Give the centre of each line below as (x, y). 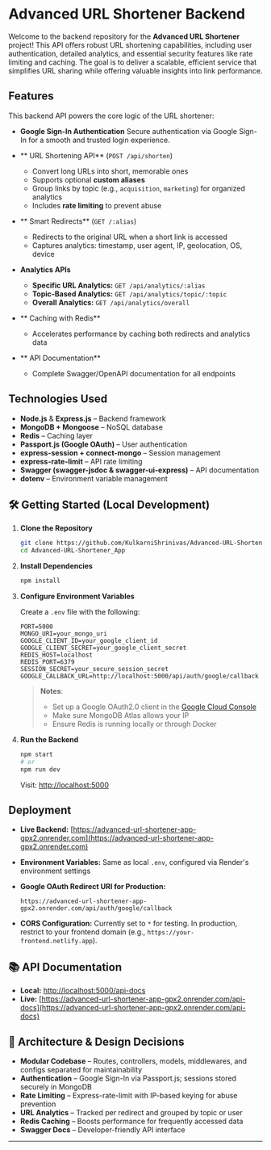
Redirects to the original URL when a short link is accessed (130, 237)
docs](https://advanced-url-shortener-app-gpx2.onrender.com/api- (133, 1008)
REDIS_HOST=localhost (56, 655)
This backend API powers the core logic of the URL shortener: (111, 115)
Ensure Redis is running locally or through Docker (134, 724)
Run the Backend (49, 739)
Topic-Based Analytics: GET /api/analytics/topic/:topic (129, 294)
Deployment (40, 810)
